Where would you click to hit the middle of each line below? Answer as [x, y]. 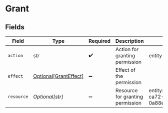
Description [129, 41]
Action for [127, 49]
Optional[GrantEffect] [58, 76]
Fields [15, 27]
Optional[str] [48, 97]
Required [99, 41]
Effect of [125, 70]
